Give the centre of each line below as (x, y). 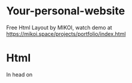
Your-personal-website (66, 11)
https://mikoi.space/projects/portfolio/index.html (66, 33)
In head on (19, 74)
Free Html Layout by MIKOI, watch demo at (59, 27)
